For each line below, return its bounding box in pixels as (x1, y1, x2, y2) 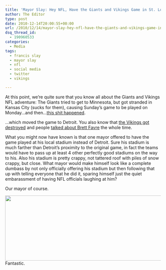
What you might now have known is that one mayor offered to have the (5, 134, 149, 140)
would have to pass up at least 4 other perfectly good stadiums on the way (5, 150, 158, 155)
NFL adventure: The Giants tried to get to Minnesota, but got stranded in (5, 99, 152, 105)
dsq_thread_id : (5, 30, 37, 35)
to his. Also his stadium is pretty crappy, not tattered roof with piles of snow (5, 155, 159, 161)
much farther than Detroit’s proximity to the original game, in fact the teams (5, 144, 158, 151)
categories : (5, 39, 30, 44)
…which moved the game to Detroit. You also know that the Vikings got (5, 119, 150, 125)
